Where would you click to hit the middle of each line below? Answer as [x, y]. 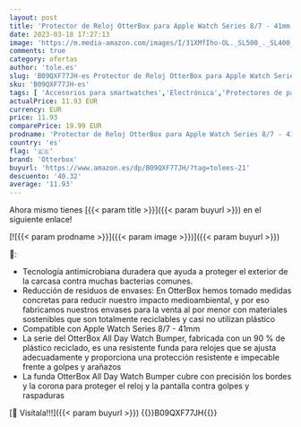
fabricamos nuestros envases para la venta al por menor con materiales [155, 309]
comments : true [38, 51]
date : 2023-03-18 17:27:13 [60, 34]
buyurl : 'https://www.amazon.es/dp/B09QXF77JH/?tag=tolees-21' [130, 168]
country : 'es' [36, 143]
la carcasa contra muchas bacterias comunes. [107, 281]
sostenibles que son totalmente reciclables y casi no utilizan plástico [149, 319]
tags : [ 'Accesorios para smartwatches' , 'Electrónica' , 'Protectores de [146, 92]
